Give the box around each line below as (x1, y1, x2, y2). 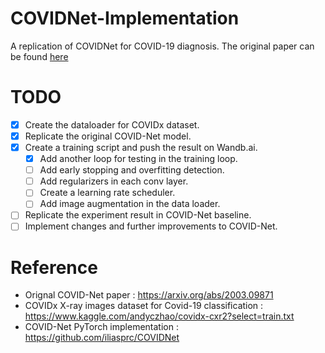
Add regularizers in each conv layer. (39, 175, 189, 187)
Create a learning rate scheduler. (39, 187, 176, 199)
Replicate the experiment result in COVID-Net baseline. (24, 209, 252, 221)
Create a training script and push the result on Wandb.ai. (24, 142, 258, 153)
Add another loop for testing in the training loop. (39, 153, 238, 165)
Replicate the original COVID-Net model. (24, 130, 192, 142)
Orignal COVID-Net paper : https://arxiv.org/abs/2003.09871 (24, 289, 274, 301)
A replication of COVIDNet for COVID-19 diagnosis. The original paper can (10, 40, 315, 52)
